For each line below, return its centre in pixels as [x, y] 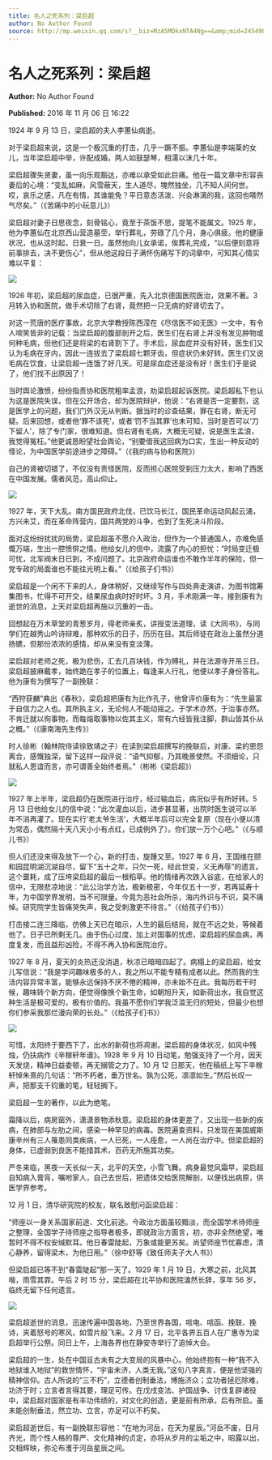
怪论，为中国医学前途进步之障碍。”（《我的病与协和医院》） [104, 451]
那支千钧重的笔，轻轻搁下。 [76, 1086]
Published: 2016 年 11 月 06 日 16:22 [69, 113]
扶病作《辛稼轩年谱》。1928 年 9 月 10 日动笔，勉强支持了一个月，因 [142, 1055]
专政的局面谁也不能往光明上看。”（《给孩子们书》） [97, 569]
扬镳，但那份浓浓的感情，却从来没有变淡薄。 [83, 644]
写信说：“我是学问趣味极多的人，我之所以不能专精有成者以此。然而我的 [134, 972]
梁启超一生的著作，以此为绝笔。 [62, 1103]
